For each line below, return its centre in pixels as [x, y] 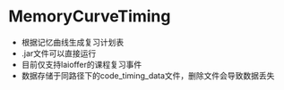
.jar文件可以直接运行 [59, 53]
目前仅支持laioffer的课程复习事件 [82, 64]
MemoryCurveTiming [90, 16]
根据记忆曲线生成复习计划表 [73, 42]
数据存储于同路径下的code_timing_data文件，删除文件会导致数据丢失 [148, 75]
